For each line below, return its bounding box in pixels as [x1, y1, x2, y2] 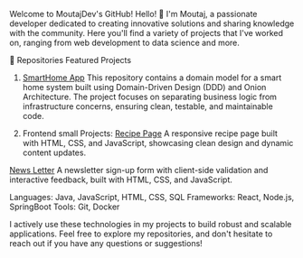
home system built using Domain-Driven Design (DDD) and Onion [22, 82, 267, 92]
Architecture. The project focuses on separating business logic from [22, 91, 278, 102]
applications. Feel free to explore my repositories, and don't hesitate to [9, 228, 273, 239]
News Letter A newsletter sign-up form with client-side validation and [9, 165, 269, 175]
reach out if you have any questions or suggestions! [9, 238, 204, 248]
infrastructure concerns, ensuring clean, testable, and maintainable [22, 101, 273, 112]
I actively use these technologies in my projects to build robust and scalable [9, 219, 292, 229]
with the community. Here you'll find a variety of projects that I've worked [9, 28, 283, 38]
